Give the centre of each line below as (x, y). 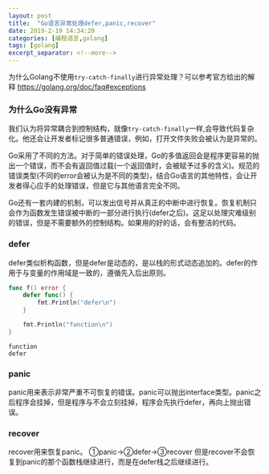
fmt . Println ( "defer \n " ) (77, 303)
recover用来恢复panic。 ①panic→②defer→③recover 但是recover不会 (128, 452)
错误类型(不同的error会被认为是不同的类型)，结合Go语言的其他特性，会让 (129, 176)
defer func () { (48, 295)
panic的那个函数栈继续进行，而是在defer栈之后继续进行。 (118, 462)
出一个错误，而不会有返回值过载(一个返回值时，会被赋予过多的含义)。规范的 (134, 166)
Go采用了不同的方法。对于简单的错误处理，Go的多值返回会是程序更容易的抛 (134, 156)
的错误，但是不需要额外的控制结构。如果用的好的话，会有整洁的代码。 (124, 223)
